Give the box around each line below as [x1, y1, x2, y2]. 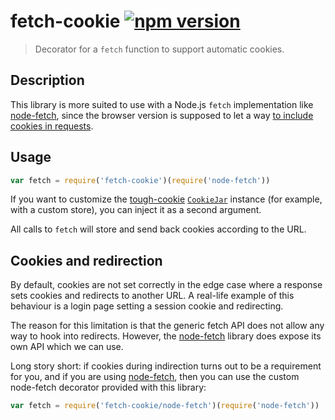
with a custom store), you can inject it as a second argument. [10, 204, 262, 216]
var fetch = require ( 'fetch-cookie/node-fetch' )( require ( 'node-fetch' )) [10, 401, 320, 411]
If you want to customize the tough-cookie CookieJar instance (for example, [10, 193, 323, 205]
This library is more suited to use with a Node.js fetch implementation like [10, 98, 314, 110]
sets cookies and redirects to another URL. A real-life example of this [10, 290, 295, 302]
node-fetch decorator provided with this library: [10, 381, 207, 394]
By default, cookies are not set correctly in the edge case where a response [10, 279, 323, 291]
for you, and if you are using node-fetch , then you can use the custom [10, 371, 300, 383]
